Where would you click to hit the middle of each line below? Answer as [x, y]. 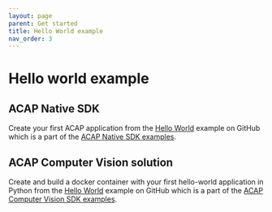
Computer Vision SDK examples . [63, 199]
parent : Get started [43, 24]
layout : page [30, 16]
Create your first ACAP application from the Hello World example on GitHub [134, 128]
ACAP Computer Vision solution [91, 162]
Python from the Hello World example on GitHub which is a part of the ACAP [136, 191]
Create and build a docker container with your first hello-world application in [136, 182]
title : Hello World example [56, 31]
